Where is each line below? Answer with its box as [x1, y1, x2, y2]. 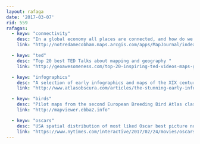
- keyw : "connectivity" [11, 31, 70, 37]
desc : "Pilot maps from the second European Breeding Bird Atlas [17, 101, 183, 107]
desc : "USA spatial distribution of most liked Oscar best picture [17, 123, 187, 129]
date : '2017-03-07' [6, 14, 55, 20]
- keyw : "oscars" [11, 117, 55, 123]
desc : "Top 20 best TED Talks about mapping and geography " [17, 57, 171, 64]
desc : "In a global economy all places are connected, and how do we [17, 36, 193, 42]
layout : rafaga [6, 8, 44, 15]
